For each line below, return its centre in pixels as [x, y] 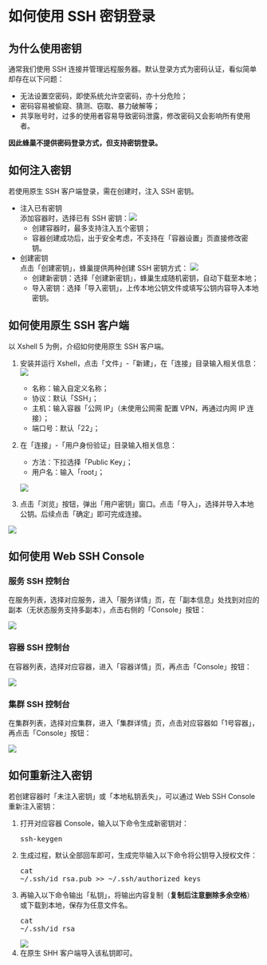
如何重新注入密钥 [50, 775]
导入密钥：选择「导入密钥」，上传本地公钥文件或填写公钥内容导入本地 [145, 287]
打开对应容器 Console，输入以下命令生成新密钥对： [104, 823]
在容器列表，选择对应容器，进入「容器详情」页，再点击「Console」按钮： [130, 666]
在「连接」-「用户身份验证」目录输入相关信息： [98, 445]
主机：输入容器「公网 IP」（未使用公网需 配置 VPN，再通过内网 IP [138, 408]
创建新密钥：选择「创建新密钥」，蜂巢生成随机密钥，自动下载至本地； [145, 278]
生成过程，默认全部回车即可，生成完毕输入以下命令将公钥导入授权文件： [138, 855]
